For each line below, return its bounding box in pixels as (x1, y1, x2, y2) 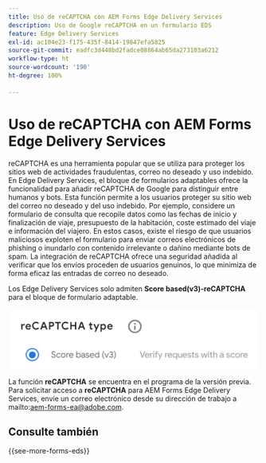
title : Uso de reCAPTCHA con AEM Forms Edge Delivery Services (8, 13, 223, 21)
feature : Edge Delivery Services (8, 29, 119, 37)
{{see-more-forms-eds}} (8, 446, 90, 456)
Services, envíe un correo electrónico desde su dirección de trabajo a (8, 394, 237, 403)
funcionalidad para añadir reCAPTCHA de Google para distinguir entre (8, 184, 239, 193)
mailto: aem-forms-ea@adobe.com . (8, 402, 124, 411)
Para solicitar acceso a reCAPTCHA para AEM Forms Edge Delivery (8, 385, 231, 395)
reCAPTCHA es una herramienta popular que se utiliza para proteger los (8, 158, 245, 168)
